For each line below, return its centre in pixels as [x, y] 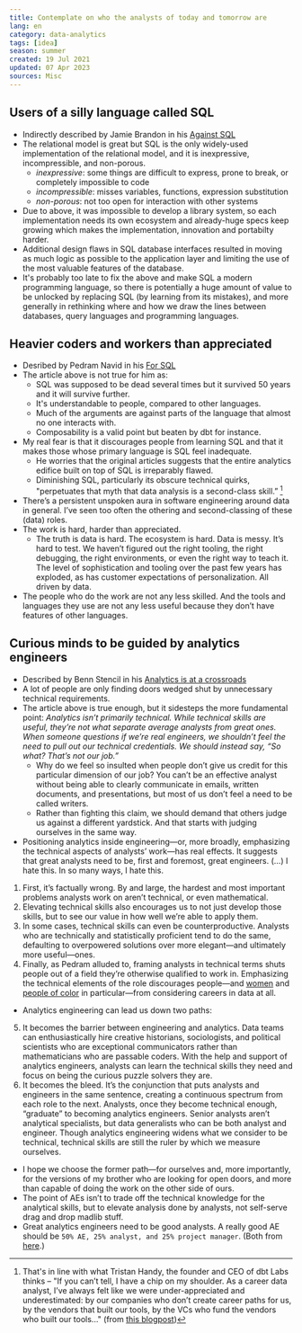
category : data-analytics [58, 34]
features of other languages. [75, 616]
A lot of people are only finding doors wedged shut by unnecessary [147, 689]
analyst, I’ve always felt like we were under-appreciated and [133, 1290]
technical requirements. [66, 698]
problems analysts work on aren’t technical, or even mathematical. [145, 897]
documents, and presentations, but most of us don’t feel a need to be [164, 794]
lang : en [26, 26]
